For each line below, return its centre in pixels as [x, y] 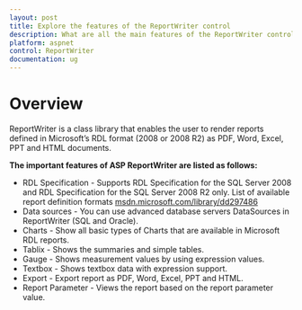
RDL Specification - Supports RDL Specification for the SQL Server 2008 [157, 182]
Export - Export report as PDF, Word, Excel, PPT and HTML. [133, 278]
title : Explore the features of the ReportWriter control [120, 26]
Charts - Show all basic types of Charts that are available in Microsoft [151, 230]
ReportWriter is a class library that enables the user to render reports [137, 128]
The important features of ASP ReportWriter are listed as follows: [133, 165]
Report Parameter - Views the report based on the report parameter [148, 288]
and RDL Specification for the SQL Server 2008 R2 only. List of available [156, 192]
